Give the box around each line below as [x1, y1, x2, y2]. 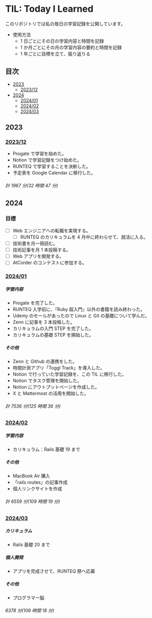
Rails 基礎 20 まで [12, 542, 50, 548]
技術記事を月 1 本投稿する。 [12, 247, 71, 253]
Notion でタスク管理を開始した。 [12, 378, 82, 384]
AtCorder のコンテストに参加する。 [12, 259, 87, 266]
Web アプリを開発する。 [12, 253, 64, 259]
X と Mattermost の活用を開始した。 [12, 390, 89, 396]
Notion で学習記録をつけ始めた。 [12, 157, 82, 163]
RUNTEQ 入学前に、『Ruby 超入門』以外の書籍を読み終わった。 [12, 306, 145, 313]
